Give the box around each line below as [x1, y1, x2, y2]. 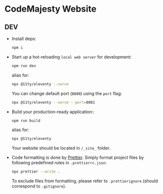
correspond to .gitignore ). [11, 183, 66, 189]
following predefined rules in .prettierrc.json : [11, 160, 107, 166]
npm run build [11, 118, 41, 123]
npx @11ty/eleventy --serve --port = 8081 [11, 100, 95, 105]
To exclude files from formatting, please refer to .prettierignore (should [11, 178, 158, 184]
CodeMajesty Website [4, 3, 97, 15]
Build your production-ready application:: [11, 109, 95, 115]
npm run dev [11, 63, 36, 68]
